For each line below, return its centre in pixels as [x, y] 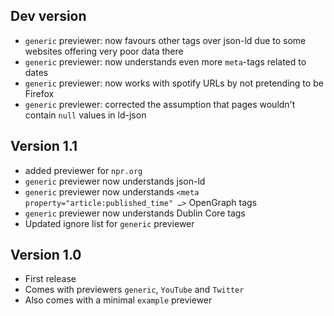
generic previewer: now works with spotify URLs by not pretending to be [174, 83]
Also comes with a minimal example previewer [118, 300]
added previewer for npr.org [83, 170]
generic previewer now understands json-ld [115, 181]
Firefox [39, 93]
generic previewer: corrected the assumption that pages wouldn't [160, 104]
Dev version [48, 16]
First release [50, 279]
